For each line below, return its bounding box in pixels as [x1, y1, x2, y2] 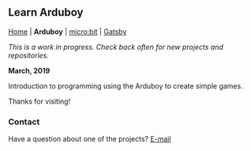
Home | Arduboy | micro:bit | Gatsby [8, 27, 127, 36]
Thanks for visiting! [8, 96, 71, 106]
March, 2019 [8, 66, 51, 75]
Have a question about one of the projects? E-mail [8, 134, 171, 144]
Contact [8, 116, 40, 127]
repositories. [8, 51, 50, 60]
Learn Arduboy [8, 6, 84, 19]
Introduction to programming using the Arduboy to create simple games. [8, 81, 243, 90]
